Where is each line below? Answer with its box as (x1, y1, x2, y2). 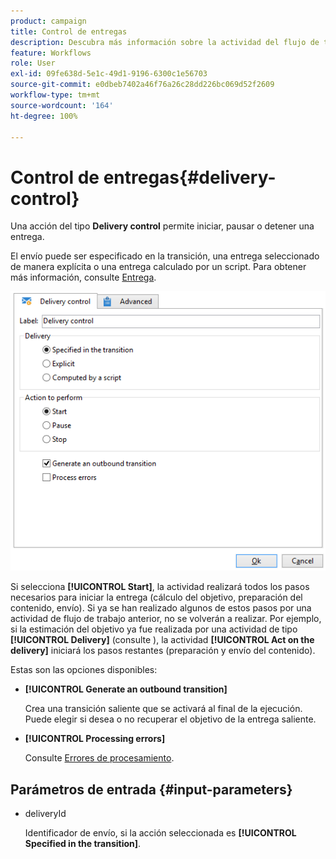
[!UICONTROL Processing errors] (24, 733, 166, 745)
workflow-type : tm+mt (10, 90, 101, 100)
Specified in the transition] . (24, 838, 142, 850)
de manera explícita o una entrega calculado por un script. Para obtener (10, 261, 307, 273)
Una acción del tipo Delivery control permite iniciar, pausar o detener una (10, 220, 315, 232)
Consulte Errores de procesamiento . (24, 752, 175, 764)
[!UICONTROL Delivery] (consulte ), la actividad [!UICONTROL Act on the (10, 634, 315, 646)
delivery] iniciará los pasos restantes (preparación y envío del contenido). (10, 645, 316, 657)
